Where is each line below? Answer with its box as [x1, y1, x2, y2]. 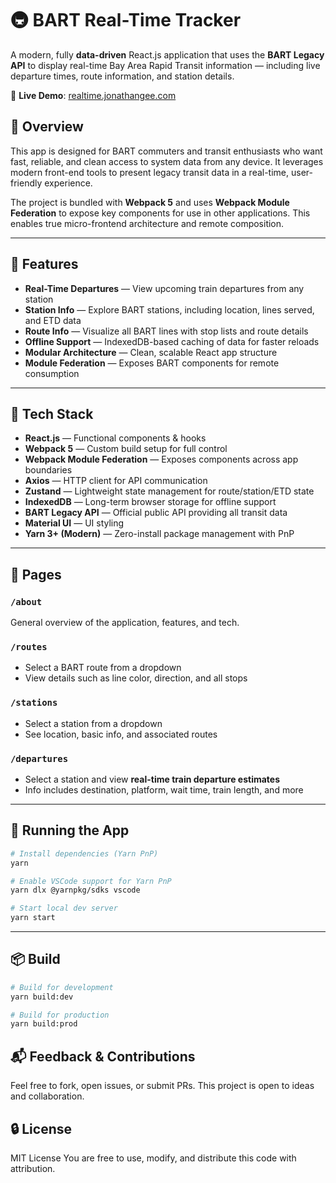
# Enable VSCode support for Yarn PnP [10, 876, 172, 886]
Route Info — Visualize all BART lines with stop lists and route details [24, 325, 309, 337]
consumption [24, 367, 80, 379]
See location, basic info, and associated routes [24, 728, 218, 740]
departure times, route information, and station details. [10, 70, 235, 82]
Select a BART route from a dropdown [24, 662, 182, 674]
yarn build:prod [10, 1019, 78, 1029]
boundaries [24, 464, 73, 476]
